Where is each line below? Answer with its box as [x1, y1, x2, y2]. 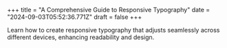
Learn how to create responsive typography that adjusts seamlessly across [7, 26, 220, 34]
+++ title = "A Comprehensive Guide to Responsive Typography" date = [7, 6, 210, 14]
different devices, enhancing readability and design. [7, 33, 155, 41]
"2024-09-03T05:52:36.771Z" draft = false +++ [7, 13, 142, 21]
